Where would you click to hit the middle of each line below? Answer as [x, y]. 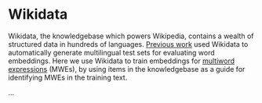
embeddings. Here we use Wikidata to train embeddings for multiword [122, 61]
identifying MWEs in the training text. [68, 77]
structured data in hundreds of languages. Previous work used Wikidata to [128, 44]
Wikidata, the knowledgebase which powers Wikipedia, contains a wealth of [131, 36]
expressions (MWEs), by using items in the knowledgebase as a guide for [127, 69]
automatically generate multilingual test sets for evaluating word [112, 52]
